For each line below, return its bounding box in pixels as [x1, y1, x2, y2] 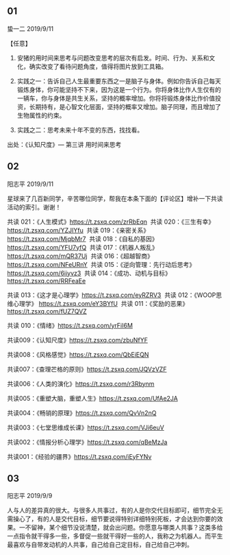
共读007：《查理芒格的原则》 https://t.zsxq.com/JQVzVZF [7, 365, 167, 373]
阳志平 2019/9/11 [7, 180, 53, 188]
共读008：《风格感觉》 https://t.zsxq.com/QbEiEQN [7, 350, 149, 359]
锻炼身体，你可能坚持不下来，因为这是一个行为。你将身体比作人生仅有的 [16, 85, 221, 93]
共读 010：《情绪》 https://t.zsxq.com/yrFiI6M [7, 321, 133, 329]
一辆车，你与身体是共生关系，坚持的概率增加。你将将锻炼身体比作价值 [16, 94, 216, 102]
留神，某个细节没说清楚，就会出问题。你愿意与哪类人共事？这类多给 [30, 523, 223, 532]
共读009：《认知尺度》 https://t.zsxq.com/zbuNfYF [7, 335, 149, 344]
